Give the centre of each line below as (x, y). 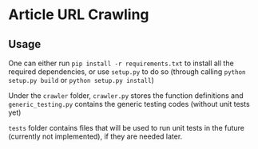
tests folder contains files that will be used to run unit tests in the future (127, 128)
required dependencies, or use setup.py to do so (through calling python (127, 72)
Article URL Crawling (79, 15)
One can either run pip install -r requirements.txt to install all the (121, 63)
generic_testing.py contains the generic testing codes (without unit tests (129, 104)
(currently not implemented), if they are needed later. (95, 136)
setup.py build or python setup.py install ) (81, 80)
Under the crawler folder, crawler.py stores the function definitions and (126, 96)
